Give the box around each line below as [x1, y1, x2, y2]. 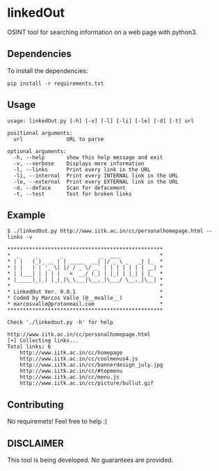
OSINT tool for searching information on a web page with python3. [7, 28, 198, 36]
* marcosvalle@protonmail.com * [7, 301, 163, 308]
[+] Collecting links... [7, 337, 79, 344]
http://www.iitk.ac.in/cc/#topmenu [19, 367, 123, 375]
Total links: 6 [7, 343, 51, 351]
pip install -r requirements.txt [7, 80, 104, 87]
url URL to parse [13, 136, 104, 143]
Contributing [7, 399, 64, 410]
